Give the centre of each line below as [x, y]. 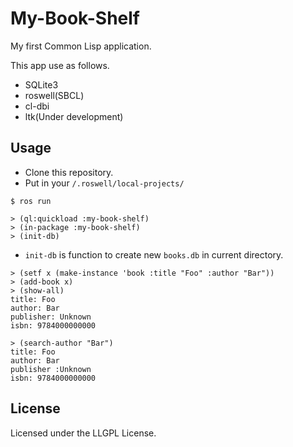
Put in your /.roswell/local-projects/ [104, 183]
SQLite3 [41, 84]
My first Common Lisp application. [81, 46]
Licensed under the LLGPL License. [83, 433]
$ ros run [31, 201]
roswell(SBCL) [54, 95]
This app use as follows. [60, 65]
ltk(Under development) [74, 116]
